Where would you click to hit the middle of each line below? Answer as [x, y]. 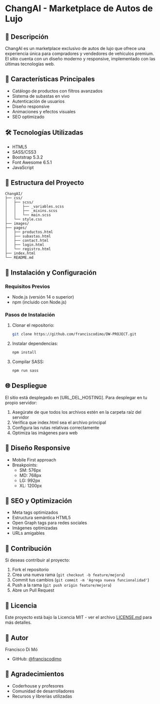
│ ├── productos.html [29, 232]
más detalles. [18, 622]
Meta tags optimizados [35, 512]
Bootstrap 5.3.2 [27, 157]
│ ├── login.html [25, 245]
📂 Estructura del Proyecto [44, 183]
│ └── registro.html [28, 249]
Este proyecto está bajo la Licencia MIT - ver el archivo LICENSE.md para [79, 617]
